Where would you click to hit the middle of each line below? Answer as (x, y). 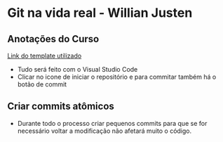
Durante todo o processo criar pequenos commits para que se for (112, 123)
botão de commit (42, 84)
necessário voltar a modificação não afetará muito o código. (104, 131)
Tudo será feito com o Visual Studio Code (77, 69)
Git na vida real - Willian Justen (100, 13)
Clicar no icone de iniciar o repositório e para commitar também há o (117, 77)
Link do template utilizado (45, 56)
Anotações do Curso (53, 39)
